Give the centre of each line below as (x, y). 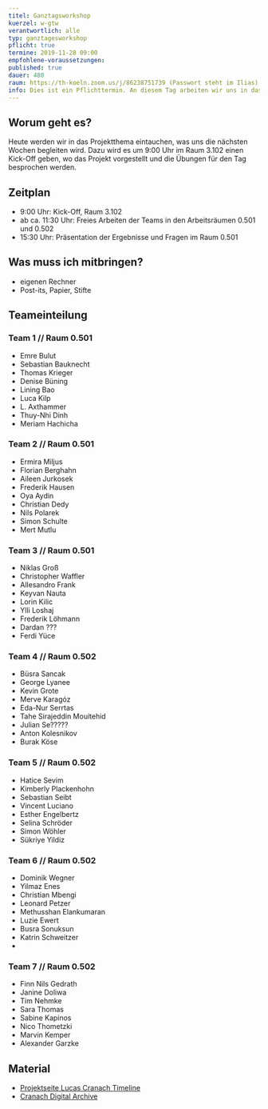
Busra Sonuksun (47, 928)
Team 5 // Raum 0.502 (52, 763)
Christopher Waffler (52, 576)
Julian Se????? (44, 725)
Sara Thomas (41, 1010)
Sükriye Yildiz (42, 839)
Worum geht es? (50, 122)
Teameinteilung (48, 316)
